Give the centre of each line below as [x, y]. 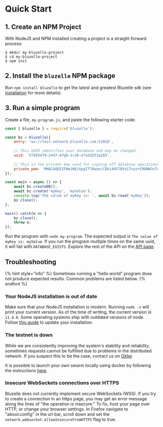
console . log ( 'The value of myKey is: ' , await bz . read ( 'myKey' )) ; [82, 196]
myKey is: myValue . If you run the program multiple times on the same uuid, [80, 242]
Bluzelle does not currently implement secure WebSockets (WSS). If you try [81, 394]
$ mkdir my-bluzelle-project [34, 52]
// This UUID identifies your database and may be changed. [76, 151]
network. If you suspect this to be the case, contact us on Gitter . [69, 356]
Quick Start [28, 9]
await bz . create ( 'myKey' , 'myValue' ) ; [53, 191]
